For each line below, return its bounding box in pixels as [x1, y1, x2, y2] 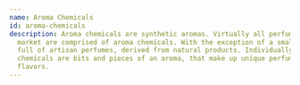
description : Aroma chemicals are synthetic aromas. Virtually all [9, 29, 266, 38]
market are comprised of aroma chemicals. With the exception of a [17, 37, 274, 47]
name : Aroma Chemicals [9, 12, 94, 22]
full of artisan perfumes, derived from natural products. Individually [17, 46, 294, 55]
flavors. [17, 63, 50, 72]
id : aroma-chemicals [9, 21, 87, 30]
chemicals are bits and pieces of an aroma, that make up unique [17, 54, 266, 63]
